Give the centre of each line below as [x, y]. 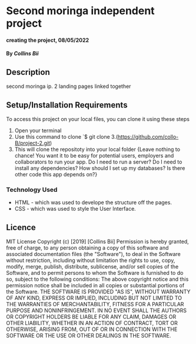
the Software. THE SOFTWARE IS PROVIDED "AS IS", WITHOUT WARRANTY [98, 292]
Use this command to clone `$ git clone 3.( [66, 137]
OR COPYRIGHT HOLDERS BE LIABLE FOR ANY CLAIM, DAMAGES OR [91, 317]
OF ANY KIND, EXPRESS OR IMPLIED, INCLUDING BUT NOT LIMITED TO [94, 298]
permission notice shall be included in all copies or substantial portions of [95, 286]
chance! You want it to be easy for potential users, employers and [94, 155]
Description [28, 72]
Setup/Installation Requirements [67, 105]
